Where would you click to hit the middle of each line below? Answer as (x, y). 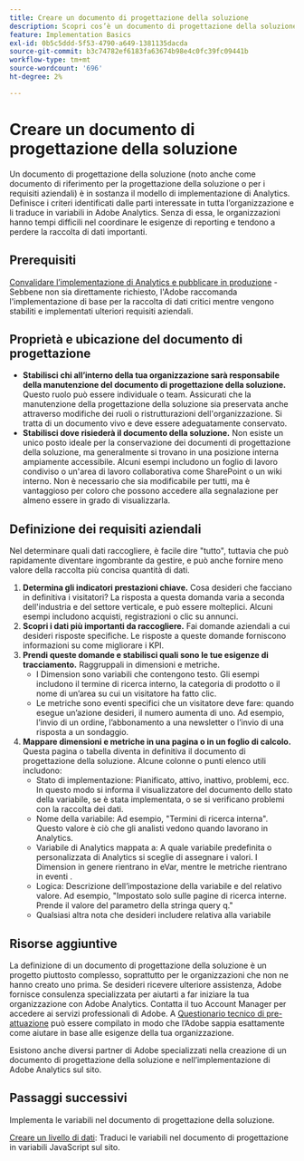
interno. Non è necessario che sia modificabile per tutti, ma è (136, 481)
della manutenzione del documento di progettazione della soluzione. (154, 385)
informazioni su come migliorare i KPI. (93, 645)
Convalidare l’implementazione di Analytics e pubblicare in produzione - (143, 282)
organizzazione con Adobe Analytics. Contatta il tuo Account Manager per (148, 1003)
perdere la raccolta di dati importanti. (78, 231)
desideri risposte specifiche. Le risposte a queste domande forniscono (154, 636)
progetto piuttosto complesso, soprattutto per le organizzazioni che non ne (149, 974)
